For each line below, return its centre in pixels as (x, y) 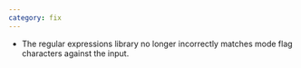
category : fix (35, 18)
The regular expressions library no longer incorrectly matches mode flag (157, 44)
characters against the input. (75, 53)
